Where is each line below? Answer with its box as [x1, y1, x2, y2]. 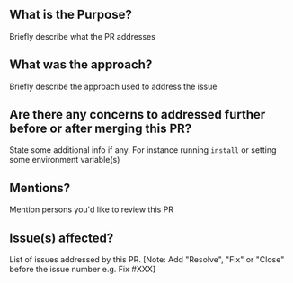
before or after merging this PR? [9, 121, 192, 137]
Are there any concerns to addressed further [9, 107, 266, 122]
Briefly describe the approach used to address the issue [9, 81, 218, 92]
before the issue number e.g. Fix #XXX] [9, 264, 155, 275]
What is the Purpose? [9, 7, 132, 22]
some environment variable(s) [9, 155, 120, 165]
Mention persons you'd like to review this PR [9, 204, 173, 215]
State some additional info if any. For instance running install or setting [9, 145, 277, 155]
